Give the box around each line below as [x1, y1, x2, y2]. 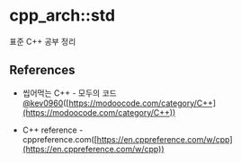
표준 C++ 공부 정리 [9, 36, 76, 47]
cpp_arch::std [9, 5, 116, 26]
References [9, 63, 76, 78]
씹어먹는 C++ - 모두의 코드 [22, 87, 117, 99]
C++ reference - [22, 124, 84, 135]
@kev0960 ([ [22, 98, 69, 108]
